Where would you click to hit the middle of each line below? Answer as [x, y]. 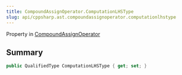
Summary [25, 52]
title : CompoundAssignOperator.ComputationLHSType [70, 12]
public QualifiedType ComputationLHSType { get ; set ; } [76, 66]
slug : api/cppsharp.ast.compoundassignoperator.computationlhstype [91, 17]
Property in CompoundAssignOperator [53, 34]
